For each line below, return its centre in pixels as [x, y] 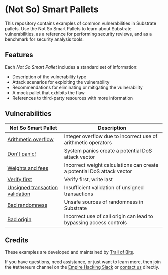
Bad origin [20, 219]
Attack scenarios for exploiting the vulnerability [61, 82]
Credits [17, 240]
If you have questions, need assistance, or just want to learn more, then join [83, 262]
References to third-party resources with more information [73, 98]
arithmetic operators [88, 142]
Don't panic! [22, 154]
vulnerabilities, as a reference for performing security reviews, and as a [79, 34]
